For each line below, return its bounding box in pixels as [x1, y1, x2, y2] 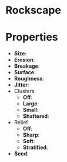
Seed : [14, 150, 29, 157]
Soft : [22, 138, 35, 145]
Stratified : [22, 144, 48, 151]
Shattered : [22, 113, 49, 120]
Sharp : [22, 131, 40, 138]
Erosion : [14, 57, 35, 64]
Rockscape [5, 4, 61, 17]
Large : [22, 100, 39, 107]
